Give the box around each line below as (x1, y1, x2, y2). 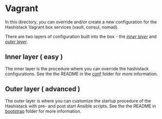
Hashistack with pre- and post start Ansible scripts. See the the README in (5, 103, 156, 109)
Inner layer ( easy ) (5, 53, 63, 61)
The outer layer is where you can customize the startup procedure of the (5, 98, 151, 103)
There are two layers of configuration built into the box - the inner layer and (5, 34, 157, 39)
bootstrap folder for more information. (5, 108, 81, 114)
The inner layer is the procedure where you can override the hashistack (5, 66, 149, 71)
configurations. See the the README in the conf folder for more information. (5, 71, 158, 77)
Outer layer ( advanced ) (5, 85, 81, 93)
